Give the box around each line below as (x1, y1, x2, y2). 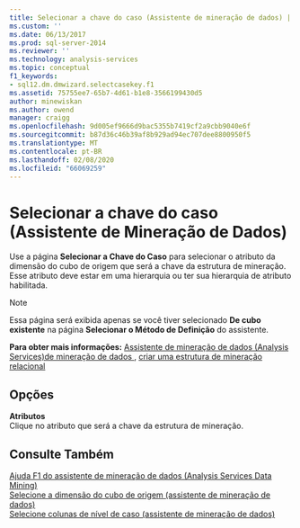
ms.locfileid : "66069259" (9, 164, 106, 173)
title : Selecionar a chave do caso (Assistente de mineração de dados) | (9, 13, 292, 22)
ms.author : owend (9, 105, 75, 114)
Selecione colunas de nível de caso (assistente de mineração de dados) (9, 508, 276, 519)
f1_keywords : (9, 72, 58, 81)
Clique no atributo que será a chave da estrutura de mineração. (9, 420, 244, 432)
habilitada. (9, 280, 48, 291)
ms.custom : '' (9, 22, 63, 31)
